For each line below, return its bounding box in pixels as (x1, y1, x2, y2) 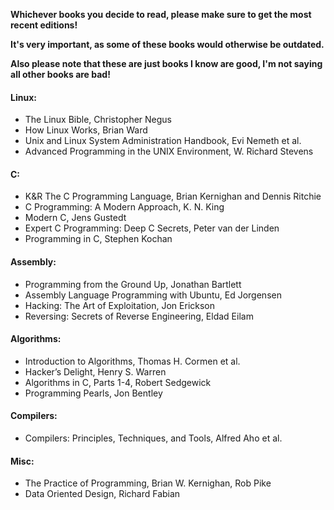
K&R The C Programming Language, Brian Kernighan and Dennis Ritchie (24, 190, 322, 203)
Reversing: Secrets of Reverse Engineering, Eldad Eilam (24, 310, 254, 322)
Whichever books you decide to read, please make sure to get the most (10, 9, 312, 20)
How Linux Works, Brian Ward (24, 124, 148, 136)
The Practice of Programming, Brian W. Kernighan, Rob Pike (24, 477, 272, 489)
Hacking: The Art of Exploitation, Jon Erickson (24, 299, 216, 311)
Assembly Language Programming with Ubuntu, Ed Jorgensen (24, 289, 282, 301)
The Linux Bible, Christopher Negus (24, 114, 173, 126)
